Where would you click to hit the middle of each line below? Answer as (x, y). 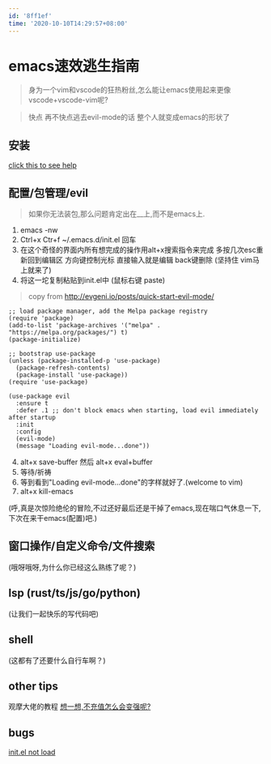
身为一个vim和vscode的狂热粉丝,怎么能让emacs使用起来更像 (129, 90)
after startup (32, 418)
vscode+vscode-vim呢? (68, 100)
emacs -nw (39, 230)
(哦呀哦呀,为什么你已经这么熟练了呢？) (72, 567)
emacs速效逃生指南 (74, 66)
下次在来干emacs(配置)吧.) (53, 519)
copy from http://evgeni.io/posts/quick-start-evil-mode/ (121, 297)
